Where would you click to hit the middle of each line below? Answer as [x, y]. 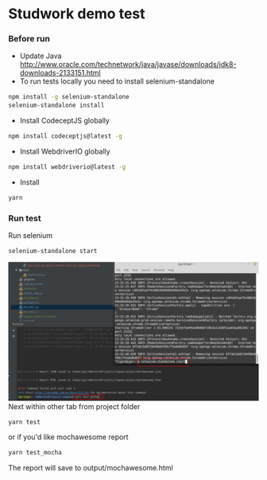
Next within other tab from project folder [74, 406]
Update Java [41, 56]
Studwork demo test [77, 14]
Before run [29, 39]
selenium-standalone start [53, 252]
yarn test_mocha [35, 453]
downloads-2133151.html [60, 73]
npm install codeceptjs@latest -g [66, 136]
